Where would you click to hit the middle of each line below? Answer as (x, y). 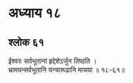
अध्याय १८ (35, 13)
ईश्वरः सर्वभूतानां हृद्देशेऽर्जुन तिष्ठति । (53, 61)
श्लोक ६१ (27, 42)
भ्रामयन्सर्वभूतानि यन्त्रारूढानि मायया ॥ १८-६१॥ (66, 70)
